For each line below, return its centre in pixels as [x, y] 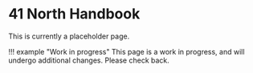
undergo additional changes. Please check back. [89, 60]
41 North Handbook [74, 14]
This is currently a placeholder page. [69, 36]
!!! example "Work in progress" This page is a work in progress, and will [126, 51]
